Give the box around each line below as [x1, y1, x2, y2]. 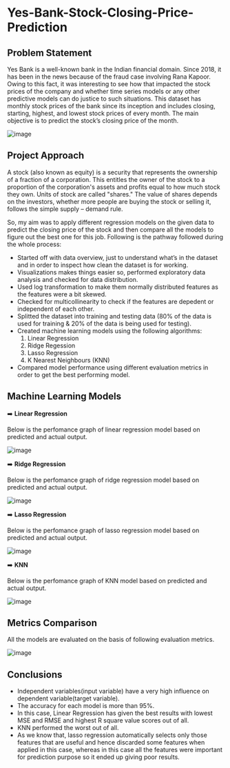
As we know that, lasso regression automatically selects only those [17, 731, 208, 739]
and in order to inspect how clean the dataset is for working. [17, 261, 189, 269]
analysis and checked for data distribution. [17, 275, 138, 283]
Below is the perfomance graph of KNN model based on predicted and [7, 576, 207, 585]
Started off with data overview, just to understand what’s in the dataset [17, 253, 218, 261]
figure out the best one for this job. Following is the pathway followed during [7, 232, 224, 241]
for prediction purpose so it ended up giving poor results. [17, 753, 180, 761]
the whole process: [7, 240, 62, 248]
